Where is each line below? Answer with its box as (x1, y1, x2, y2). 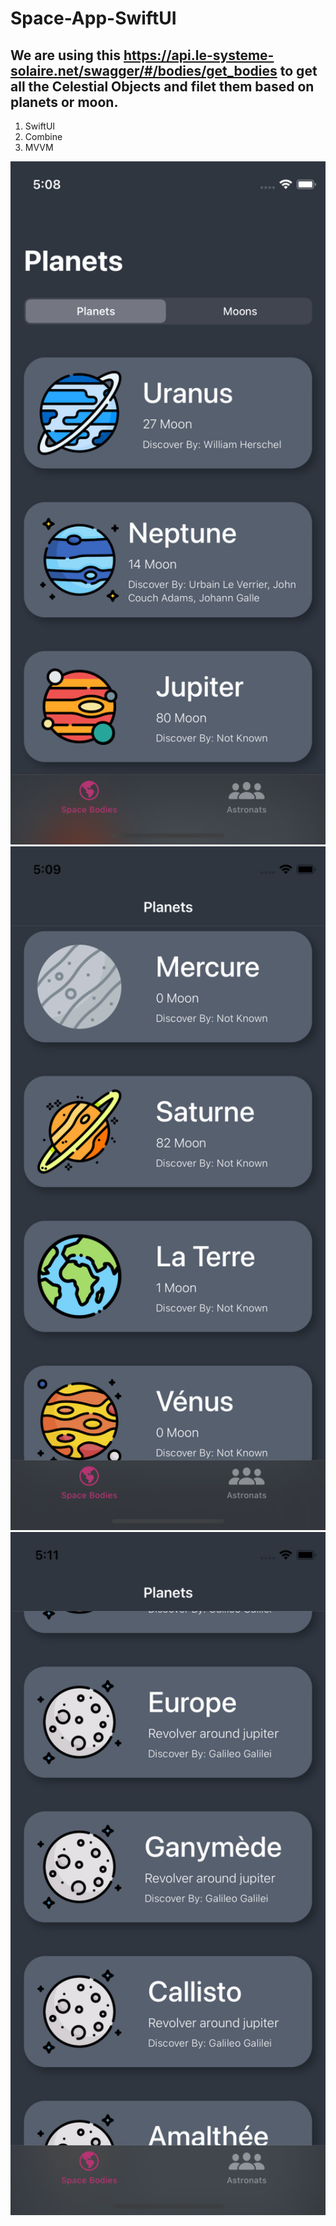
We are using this (10, 47, 122, 64)
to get (279, 62, 318, 79)
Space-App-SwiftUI (10, 7, 177, 30)
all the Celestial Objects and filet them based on (10, 78, 315, 95)
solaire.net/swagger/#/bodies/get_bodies (10, 62, 278, 79)
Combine (24, 131, 63, 142)
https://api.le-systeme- (123, 47, 275, 64)
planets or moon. (10, 93, 119, 111)
